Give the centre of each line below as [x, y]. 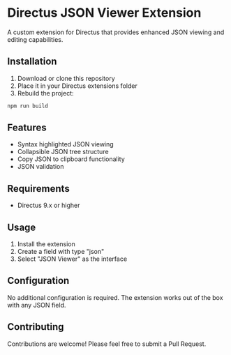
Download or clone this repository [66, 78]
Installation [32, 62]
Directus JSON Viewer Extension [104, 13]
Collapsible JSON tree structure [63, 152]
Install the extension [46, 244]
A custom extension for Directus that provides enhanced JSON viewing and [116, 32]
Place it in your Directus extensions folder [77, 86]
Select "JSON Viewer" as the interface [72, 259]
